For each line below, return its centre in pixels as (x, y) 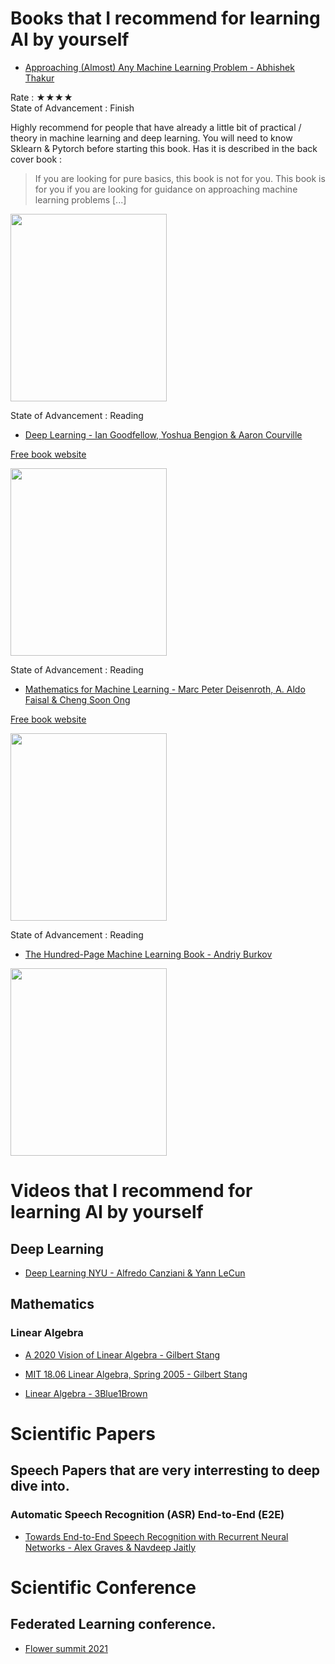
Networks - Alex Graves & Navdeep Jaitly (110, 1547)
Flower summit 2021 (66, 1648)
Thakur (39, 78)
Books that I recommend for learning (165, 18)
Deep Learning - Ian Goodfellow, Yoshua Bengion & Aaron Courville (163, 434)
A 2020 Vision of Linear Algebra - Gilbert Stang (122, 1354)
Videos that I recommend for (131, 1191)
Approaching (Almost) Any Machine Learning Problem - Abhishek (159, 67)
